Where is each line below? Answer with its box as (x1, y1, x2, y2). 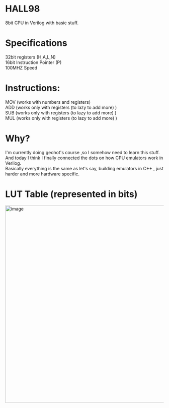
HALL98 (5, 3, 40, 15)
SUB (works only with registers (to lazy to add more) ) (5, 109, 117, 116)
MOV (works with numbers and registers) (5, 99, 91, 105)
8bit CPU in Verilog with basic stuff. (5, 20, 79, 26)
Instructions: (5, 83, 60, 94)
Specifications (5, 37, 67, 49)
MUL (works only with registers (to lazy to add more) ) (5, 115, 117, 121)
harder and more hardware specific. (5, 171, 79, 177)
